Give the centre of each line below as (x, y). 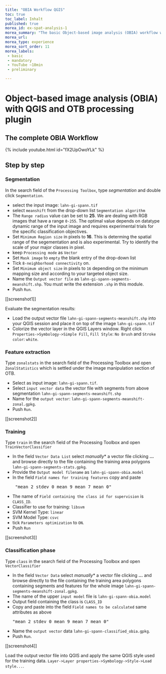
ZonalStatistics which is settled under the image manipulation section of (80, 368)
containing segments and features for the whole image (68, 586)
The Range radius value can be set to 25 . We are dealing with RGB (80, 216)
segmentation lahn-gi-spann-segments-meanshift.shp (67, 393)
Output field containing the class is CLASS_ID (57, 601)
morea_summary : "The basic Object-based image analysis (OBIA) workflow (82, 33)
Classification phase (30, 551)
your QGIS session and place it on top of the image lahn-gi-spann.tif (83, 323)
